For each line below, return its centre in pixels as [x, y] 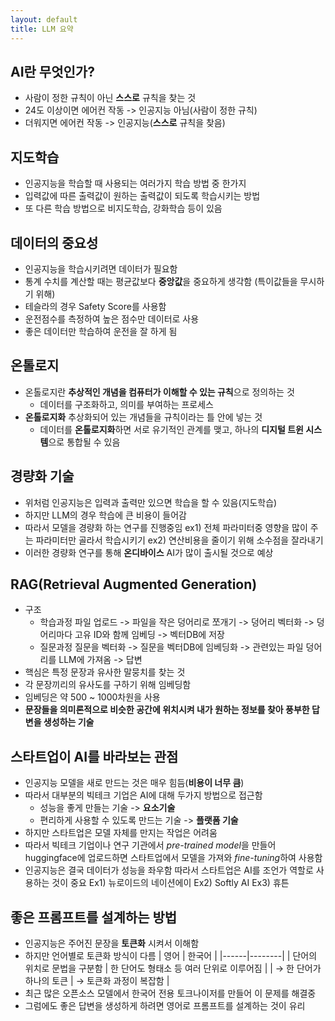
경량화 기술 [42, 476]
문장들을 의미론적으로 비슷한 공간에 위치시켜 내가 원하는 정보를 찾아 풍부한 [167, 710]
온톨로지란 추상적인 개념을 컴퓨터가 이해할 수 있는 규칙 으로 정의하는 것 [159, 392]
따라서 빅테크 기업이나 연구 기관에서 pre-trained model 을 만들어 [150, 845]
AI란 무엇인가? [52, 71]
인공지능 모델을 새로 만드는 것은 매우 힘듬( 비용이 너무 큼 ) [134, 783]
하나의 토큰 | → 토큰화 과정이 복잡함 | [97, 980]
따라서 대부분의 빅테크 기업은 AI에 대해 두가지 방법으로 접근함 [143, 795]
